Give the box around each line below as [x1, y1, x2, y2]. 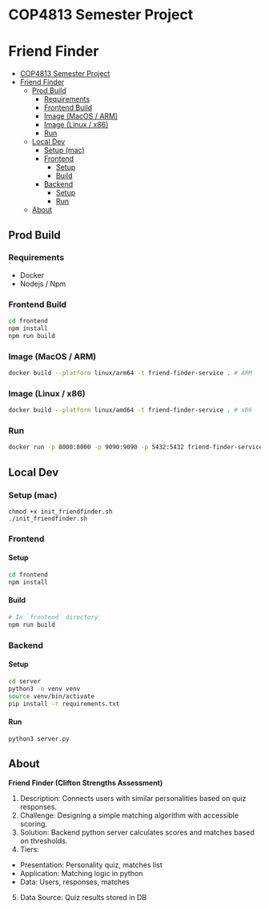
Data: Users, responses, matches [19, 877, 130, 887]
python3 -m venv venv [8, 685, 81, 693]
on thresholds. [19, 836, 68, 846]
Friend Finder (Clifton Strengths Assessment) [8, 778, 163, 788]
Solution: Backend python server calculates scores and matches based [19, 827, 255, 838]
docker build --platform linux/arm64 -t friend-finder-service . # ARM [8, 369, 252, 377]
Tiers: [19, 845, 40, 855]
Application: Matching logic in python [19, 869, 143, 879]
